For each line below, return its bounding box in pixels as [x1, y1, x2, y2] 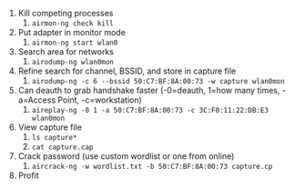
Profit [17, 170, 39, 181]
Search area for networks [17, 46, 114, 57]
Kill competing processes [17, 8, 114, 18]
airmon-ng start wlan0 [31, 38, 118, 47]
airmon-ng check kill [31, 19, 114, 28]
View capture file [17, 122, 82, 133]
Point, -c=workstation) [57, 94, 143, 105]
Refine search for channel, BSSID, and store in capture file [17, 65, 237, 76]
